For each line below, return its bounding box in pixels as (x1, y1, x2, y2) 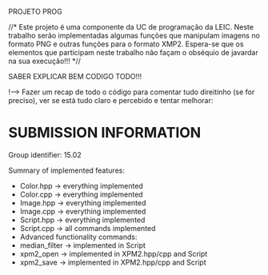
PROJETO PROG (8, 7, 62, 16)
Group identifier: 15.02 (8, 149, 82, 159)
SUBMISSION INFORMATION (8, 124, 202, 142)
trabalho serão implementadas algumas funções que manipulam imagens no (8, 31, 260, 40)
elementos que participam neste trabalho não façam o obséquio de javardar (8, 48, 258, 57)
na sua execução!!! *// (8, 56, 82, 66)
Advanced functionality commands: (19, 232, 138, 241)
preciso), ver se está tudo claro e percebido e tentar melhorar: (8, 96, 214, 105)
